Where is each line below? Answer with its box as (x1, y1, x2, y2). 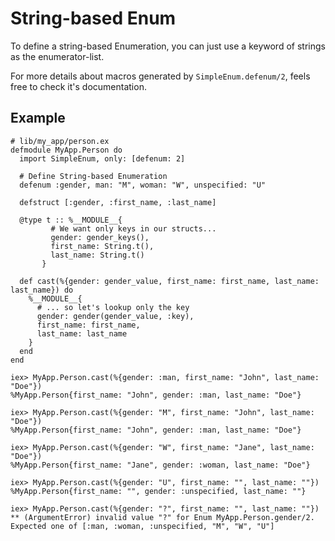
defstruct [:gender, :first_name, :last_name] (19, 197, 217, 207)
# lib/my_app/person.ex (10, 136, 110, 146)
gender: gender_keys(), (50, 232, 150, 242)
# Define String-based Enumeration (19, 171, 168, 181)
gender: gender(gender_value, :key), (36, 311, 195, 321)
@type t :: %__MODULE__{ (19, 215, 123, 225)
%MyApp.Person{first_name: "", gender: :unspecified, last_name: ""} (10, 486, 307, 496)
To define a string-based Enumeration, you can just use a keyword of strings (10, 40, 326, 52)
